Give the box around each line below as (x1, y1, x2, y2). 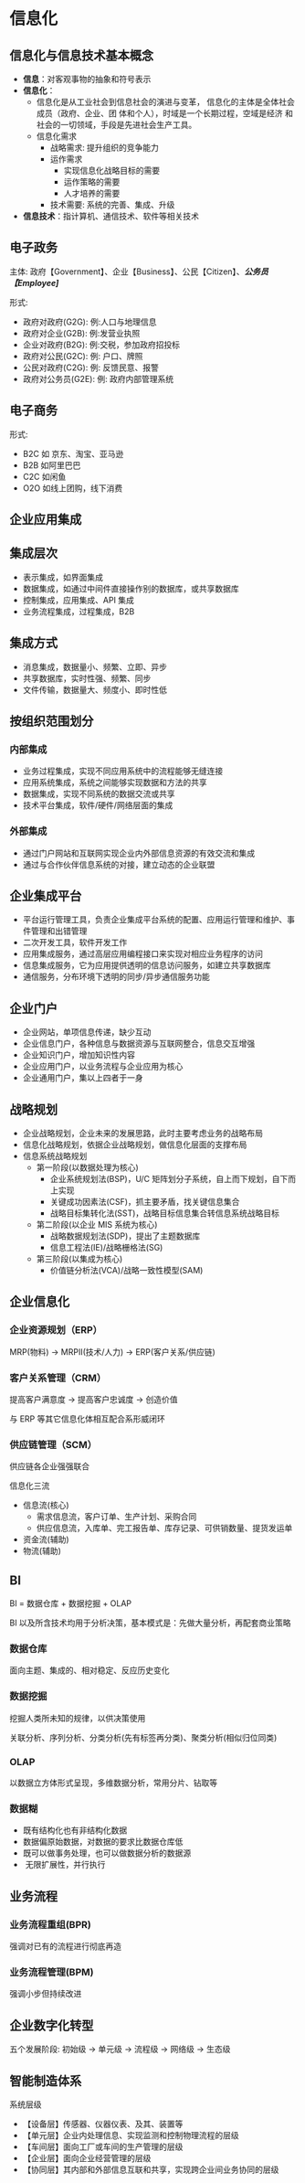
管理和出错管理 (30, 925, 88, 937)
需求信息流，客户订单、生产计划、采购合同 (36, 1511, 197, 1522)
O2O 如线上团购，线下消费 (22, 482, 123, 494)
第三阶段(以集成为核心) (36, 1253, 123, 1264)
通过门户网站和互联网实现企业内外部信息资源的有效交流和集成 (22, 847, 256, 858)
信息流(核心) (22, 1500, 70, 1511)
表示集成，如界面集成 (22, 571, 103, 582)
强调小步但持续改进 (9, 1988, 82, 1999)
